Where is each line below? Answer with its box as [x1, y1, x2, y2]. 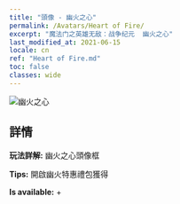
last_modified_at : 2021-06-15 [9, 37, 121, 47]
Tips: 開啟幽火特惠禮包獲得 [9, 169, 109, 179]
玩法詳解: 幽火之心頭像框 [9, 150, 100, 161]
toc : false [9, 63, 50, 72]
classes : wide [9, 71, 62, 80]
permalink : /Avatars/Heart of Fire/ [9, 21, 145, 30]
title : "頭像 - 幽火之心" [9, 12, 98, 22]
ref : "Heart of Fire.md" [9, 54, 101, 63]
